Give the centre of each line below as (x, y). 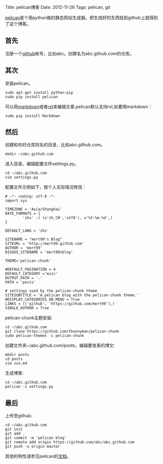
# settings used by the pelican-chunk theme (51, 291)
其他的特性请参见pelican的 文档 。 (38, 456)
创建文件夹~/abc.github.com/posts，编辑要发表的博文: (60, 346)
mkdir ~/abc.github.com (29, 154)
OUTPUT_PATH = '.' (24, 278)
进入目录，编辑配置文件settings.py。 (42, 164)
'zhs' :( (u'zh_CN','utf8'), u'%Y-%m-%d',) (68, 218)
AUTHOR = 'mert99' (24, 248)
